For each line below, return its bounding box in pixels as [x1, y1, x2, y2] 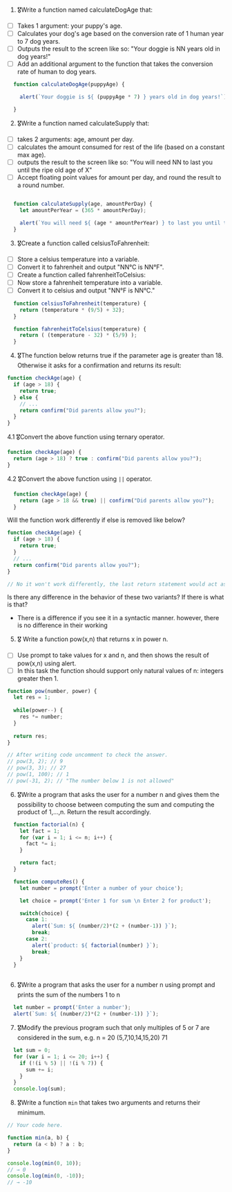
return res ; [13, 733, 48, 739]
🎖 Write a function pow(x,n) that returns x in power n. [17, 635, 168, 643]
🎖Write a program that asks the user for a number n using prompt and [17, 981, 215, 989]
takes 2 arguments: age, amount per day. [17, 134, 135, 143]
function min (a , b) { [7, 1134, 70, 1141]
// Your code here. [7, 1122, 64, 1129]
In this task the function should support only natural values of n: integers [17, 666, 224, 674]
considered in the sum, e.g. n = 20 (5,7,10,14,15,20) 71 [17, 1033, 168, 1042]
